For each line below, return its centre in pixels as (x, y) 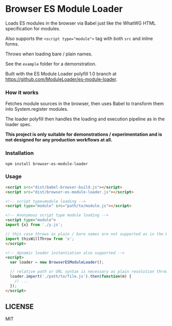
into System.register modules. (37, 109)
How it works (22, 92)
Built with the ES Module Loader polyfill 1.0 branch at (61, 74)
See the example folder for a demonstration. (51, 64)
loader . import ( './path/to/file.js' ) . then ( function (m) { (71, 277)
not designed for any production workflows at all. (59, 140)
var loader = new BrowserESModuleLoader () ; (57, 262)
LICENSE (20, 306)
